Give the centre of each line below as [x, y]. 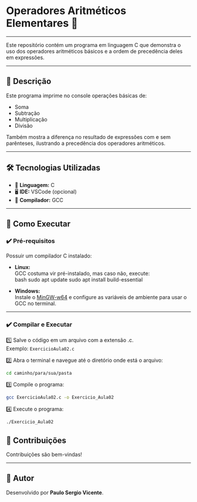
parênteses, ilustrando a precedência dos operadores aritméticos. [86, 143]
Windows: [27, 291]
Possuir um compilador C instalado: [49, 256]
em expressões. [26, 57]
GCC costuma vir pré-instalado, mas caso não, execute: [82, 273]
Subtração [27, 113]
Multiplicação [31, 119]
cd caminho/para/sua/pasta [39, 373]
